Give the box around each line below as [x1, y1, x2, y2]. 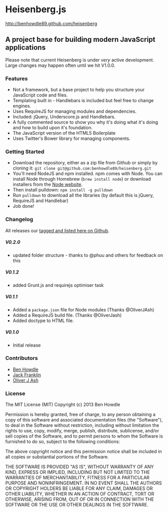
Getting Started [5, 148, 44, 155]
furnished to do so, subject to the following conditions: [5, 438, 120, 445]
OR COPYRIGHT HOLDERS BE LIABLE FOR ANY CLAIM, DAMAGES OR [5, 485, 153, 492]
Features [5, 75, 28, 82]
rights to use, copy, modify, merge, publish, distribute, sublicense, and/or [5, 428, 159, 434]
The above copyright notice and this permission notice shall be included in [5, 448, 162, 455]
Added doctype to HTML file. [12, 318, 74, 324]
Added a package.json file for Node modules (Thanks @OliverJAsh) [12, 306, 155, 312]
